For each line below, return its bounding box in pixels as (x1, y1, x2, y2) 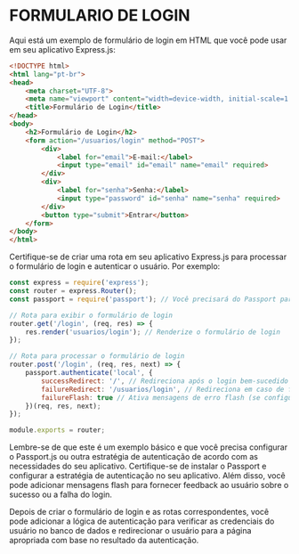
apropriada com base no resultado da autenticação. (9, 535, 199, 546)
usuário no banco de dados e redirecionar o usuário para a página (9, 525, 252, 536)
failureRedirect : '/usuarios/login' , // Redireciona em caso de (41, 385, 285, 394)
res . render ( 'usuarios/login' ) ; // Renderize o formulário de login (25, 327, 280, 337)
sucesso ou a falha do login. (9, 489, 113, 500)
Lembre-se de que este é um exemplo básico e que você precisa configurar (9, 442, 287, 452)
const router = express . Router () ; (9, 287, 138, 296)
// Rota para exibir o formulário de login (9, 311, 174, 320)
